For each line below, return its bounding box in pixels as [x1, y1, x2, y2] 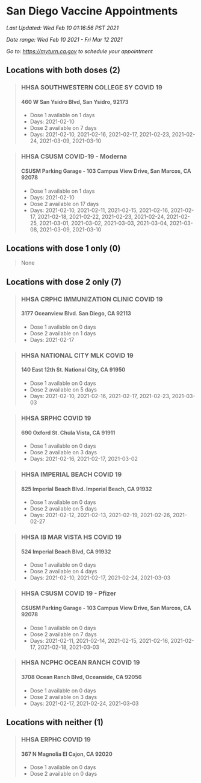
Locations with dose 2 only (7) [6, 277, 122, 287]
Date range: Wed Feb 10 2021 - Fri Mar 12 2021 [6, 36, 123, 43]
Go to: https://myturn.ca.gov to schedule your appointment [6, 47, 153, 55]
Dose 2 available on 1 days [29, 329, 96, 337]
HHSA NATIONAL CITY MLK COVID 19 [20, 351, 134, 359]
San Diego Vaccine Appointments [6, 4, 178, 18]
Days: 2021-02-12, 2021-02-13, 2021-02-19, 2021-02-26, [29, 512, 172, 519]
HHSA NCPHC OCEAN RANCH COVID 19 [20, 659, 140, 667]
